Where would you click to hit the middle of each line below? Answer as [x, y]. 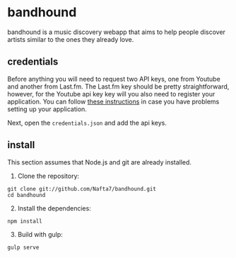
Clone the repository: [48, 176]
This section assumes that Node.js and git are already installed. [100, 162]
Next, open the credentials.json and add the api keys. [87, 123]
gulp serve [23, 247]
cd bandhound [26, 195]
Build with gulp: [40, 234]
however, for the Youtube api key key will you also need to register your [111, 94]
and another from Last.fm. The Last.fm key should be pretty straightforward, [118, 86]
